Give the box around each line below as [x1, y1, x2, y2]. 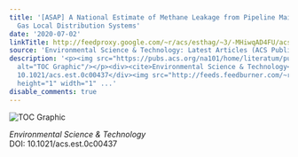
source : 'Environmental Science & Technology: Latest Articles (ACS [9, 46, 268, 55]
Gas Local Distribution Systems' [17, 21, 141, 30]
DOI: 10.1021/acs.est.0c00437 [9, 138, 118, 149]
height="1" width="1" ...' [17, 79, 117, 88]
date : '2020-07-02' [9, 29, 82, 38]
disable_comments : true [9, 87, 98, 96]
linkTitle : [9, 37, 50, 47]
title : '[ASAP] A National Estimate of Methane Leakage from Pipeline [9, 12, 276, 22]
